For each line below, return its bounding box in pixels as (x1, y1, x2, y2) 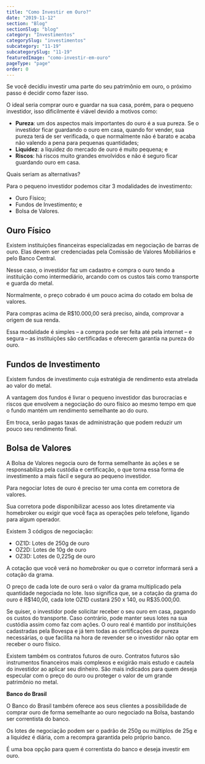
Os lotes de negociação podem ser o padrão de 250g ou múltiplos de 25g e (6, 727, 198, 734)
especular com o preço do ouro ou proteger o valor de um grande (6, 671, 173, 679)
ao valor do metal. (6, 382, 52, 389)
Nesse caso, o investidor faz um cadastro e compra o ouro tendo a (6, 266, 175, 274)
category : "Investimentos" (6, 32, 75, 38)
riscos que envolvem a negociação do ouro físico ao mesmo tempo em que (6, 400, 196, 407)
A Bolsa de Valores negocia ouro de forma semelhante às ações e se (6, 459, 180, 466)
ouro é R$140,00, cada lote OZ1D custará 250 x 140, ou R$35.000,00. (6, 596, 181, 603)
